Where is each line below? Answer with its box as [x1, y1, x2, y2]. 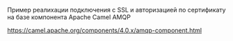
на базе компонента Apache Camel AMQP [7, 13, 131, 21]
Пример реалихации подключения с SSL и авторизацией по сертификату [7, 6, 226, 14]
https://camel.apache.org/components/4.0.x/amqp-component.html [7, 27, 202, 34]
